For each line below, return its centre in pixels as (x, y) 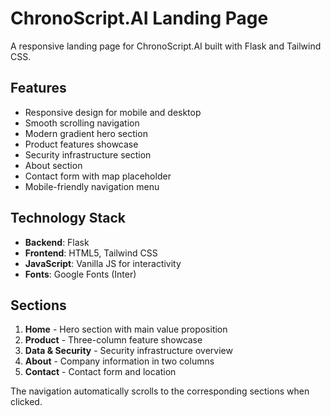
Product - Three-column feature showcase (113, 340)
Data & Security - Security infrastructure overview (128, 351)
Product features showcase (81, 144)
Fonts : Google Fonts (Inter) (80, 274)
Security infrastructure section (88, 154)
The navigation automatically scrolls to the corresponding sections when (160, 391)
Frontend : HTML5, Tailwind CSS (91, 253)
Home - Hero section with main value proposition (126, 329)
